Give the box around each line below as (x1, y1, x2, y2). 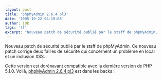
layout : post (5, 7, 32, 12)
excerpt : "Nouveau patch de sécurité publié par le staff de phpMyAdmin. (5, 30, 158, 35)
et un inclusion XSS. (5, 54, 45, 59)
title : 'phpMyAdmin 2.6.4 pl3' (5, 12, 69, 17)
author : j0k (5, 20, 29, 26)
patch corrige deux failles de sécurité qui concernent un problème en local (5, 48, 155, 54)
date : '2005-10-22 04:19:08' (5, 16, 64, 21)
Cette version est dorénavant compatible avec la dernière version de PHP (5, 63, 152, 69)
